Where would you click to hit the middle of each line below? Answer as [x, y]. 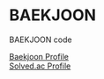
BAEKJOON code [41, 39]
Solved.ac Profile [40, 66]
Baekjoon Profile [39, 56]
